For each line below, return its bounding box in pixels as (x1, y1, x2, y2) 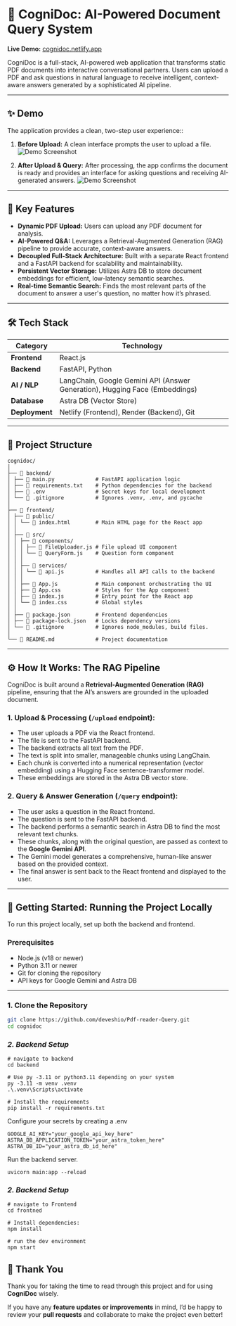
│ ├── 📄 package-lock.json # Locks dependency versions (7, 618, 181, 625)
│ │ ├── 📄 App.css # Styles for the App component (7, 587, 190, 594)
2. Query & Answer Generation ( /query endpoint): (7, 791, 178, 801)
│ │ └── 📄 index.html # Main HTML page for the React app (7, 519, 202, 526)
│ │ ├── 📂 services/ (7, 562, 68, 569)
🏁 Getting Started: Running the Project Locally (7, 901, 213, 913)
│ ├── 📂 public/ (7, 513, 55, 520)
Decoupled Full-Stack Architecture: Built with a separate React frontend (17, 251, 229, 260)
